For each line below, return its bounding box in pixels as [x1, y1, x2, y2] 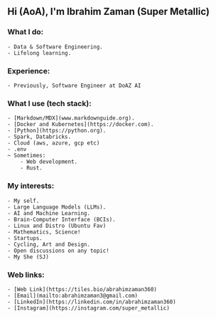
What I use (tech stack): [7, 98, 92, 108]
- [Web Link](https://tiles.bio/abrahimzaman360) [7, 286, 158, 293]
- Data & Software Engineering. [7, 43, 103, 51]
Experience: [7, 66, 50, 75]
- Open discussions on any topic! [7, 247, 110, 254]
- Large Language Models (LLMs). [7, 203, 107, 211]
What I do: [7, 27, 44, 37]
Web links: [7, 270, 45, 280]
